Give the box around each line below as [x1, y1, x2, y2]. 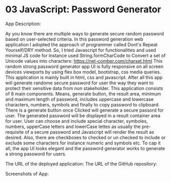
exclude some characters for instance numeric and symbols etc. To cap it [5, 140, 161, 146]
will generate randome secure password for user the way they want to [5, 80, 154, 86]
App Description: [5, 21, 41, 27]
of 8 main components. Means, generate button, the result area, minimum [5, 90, 161, 97]
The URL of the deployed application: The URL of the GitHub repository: [5, 160, 158, 167]
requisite [5, 129, 24, 135]
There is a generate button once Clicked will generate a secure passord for [5, 107, 164, 113]
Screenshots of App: [5, 171, 49, 177]
